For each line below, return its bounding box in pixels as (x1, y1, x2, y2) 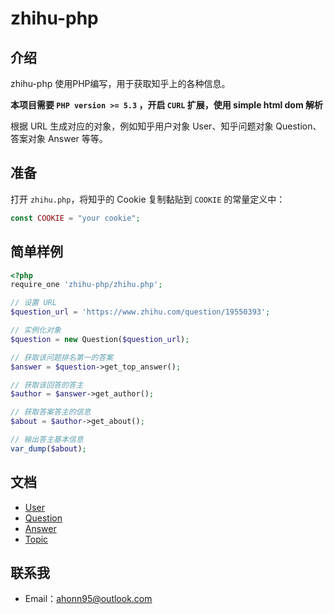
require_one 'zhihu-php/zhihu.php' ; (10, 280, 163, 290)
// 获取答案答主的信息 (10, 407, 92, 417)
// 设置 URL (10, 298, 57, 308)
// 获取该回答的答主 (10, 380, 84, 390)
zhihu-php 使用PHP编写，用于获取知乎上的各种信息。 (10, 78, 231, 89)
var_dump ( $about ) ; (10, 443, 87, 454)
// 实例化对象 (10, 325, 62, 335)
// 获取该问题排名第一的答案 (10, 352, 114, 362)
